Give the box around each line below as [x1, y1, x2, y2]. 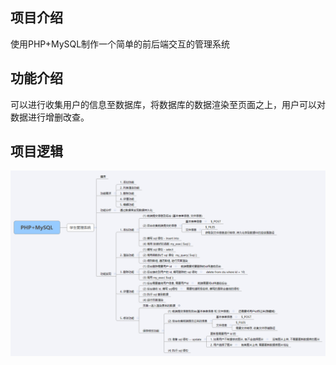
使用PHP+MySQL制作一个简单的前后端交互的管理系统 [10, 38, 231, 50]
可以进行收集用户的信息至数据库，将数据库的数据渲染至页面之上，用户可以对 [10, 98, 326, 110]
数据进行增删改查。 [10, 111, 90, 123]
